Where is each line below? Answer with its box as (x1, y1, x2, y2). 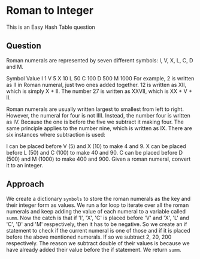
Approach (6, 179, 44, 189)
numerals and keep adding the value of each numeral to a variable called (6, 207, 186, 215)
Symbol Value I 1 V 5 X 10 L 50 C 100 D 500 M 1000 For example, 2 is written (6, 74, 195, 82)
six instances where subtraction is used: (6, 131, 106, 138)
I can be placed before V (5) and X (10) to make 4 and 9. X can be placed (6, 142, 187, 150)
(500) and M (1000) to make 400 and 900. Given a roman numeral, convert (6, 155, 191, 162)
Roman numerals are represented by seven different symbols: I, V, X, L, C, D (6, 56, 193, 64)
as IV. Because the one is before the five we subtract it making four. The (6, 118, 184, 125)
